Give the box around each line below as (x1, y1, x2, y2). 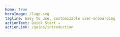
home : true (5, 7, 28, 12)
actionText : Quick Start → (5, 20, 60, 25)
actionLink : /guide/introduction (5, 25, 74, 30)
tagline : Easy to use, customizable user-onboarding (5, 16, 116, 21)
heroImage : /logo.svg (5, 12, 50, 16)
